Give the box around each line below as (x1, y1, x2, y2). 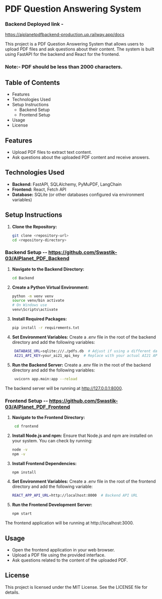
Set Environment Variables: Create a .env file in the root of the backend (12, 334, 156, 340)
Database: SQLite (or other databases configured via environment (12, 192, 144, 197)
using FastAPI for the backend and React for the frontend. (5, 51, 120, 57)
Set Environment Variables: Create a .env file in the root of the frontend (12, 479, 156, 485)
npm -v (12, 452, 26, 456)
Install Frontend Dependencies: (12, 460, 77, 466)
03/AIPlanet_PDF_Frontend (5, 404, 70, 410)
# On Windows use (12, 303, 47, 308)
